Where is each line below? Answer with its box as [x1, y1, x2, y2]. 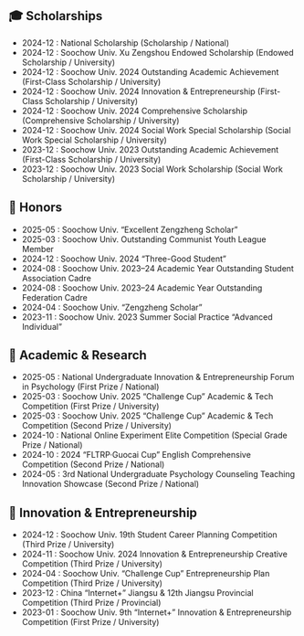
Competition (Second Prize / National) [21, 459, 165, 470]
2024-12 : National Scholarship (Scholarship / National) [21, 37, 230, 48]
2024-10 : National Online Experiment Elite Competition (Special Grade [21, 429, 288, 441]
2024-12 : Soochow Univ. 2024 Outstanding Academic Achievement [21, 66, 279, 77]
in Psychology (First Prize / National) [21, 381, 160, 392]
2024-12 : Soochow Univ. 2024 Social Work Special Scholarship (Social [21, 124, 291, 135]
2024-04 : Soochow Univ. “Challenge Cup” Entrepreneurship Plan [21, 568, 270, 579]
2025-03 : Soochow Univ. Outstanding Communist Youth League [21, 233, 267, 245]
